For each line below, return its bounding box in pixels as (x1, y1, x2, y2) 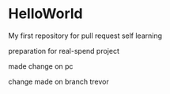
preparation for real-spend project (8, 46, 120, 55)
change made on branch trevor (8, 77, 109, 86)
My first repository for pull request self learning (8, 31, 163, 40)
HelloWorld (8, 5, 83, 23)
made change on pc (8, 61, 74, 71)
